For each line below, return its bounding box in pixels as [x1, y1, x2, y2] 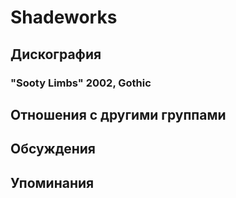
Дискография [10, 46, 102, 63]
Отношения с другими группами [10, 106, 227, 123]
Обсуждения [10, 141, 96, 158]
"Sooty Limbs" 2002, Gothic [10, 76, 152, 90]
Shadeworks [10, 6, 118, 29]
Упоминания [10, 174, 95, 191]
